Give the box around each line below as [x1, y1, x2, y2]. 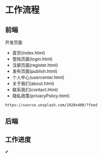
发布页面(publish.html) [12, 68, 58, 74]
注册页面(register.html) [12, 62, 58, 68]
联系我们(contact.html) [12, 87, 58, 92]
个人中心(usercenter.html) [12, 75, 65, 80]
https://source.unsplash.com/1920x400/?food [5, 103, 98, 107]
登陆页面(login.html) [12, 56, 53, 62]
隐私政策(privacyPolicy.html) [12, 93, 70, 99]
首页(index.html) [12, 50, 46, 55]
